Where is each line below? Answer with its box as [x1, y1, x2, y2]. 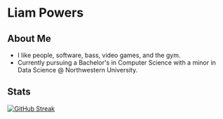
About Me [7, 33, 51, 45]
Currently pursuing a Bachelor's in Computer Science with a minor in [17, 58, 216, 67]
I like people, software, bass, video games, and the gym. [17, 51, 181, 59]
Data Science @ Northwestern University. [17, 66, 138, 74]
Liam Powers [7, 5, 84, 21]
